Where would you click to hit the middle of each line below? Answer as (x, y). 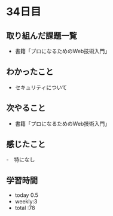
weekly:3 (26, 202)
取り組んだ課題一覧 (42, 36)
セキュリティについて (41, 87)
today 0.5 (27, 195)
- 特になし (21, 160)
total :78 (25, 208)
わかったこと (30, 72)
